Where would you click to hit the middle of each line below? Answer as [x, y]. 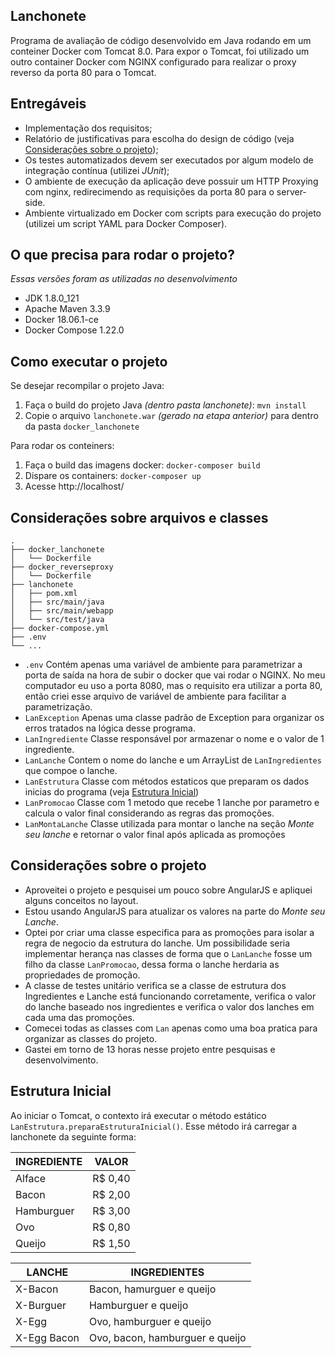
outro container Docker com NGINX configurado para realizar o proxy [153, 61]
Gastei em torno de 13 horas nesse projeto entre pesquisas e [150, 1049]
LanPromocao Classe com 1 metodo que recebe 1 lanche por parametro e [172, 803]
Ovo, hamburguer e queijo [150, 1321]
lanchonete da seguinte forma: [73, 1136]
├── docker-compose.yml [60, 629]
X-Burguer [41, 1305]
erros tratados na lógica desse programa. [110, 728]
